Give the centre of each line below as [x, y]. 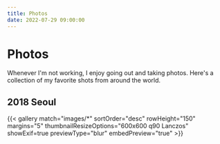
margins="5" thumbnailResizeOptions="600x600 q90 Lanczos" [98, 126]
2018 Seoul [32, 102]
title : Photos [28, 13]
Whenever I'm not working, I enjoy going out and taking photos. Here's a [110, 73]
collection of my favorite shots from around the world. [84, 81]
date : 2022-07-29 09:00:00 [46, 20]
